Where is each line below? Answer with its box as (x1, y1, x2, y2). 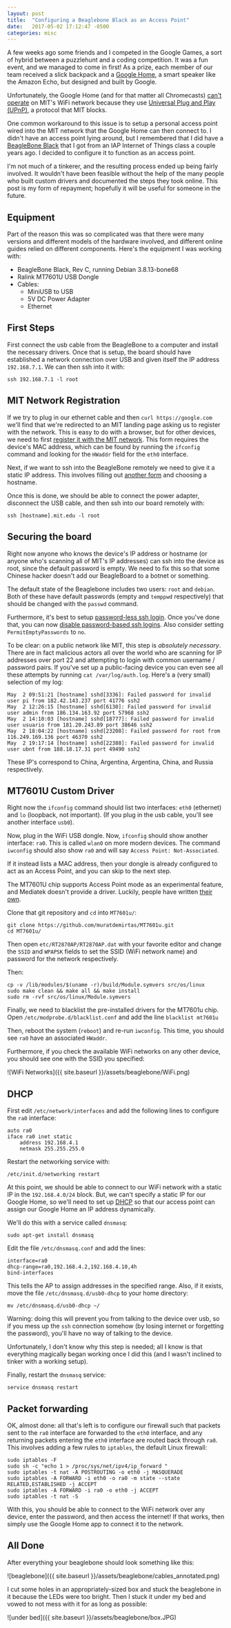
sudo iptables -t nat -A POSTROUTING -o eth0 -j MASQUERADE (7, 1468, 184, 1476)
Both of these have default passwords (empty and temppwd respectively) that (7, 592, 224, 601)
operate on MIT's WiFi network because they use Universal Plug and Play (7, 98, 216, 107)
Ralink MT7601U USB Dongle (17, 273, 99, 281)
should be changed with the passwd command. (7, 599, 139, 607)
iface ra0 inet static (7, 1133, 72, 1140)
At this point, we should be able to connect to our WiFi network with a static (7, 1183, 222, 1191)
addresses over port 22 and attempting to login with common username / (7, 655, 215, 664)
